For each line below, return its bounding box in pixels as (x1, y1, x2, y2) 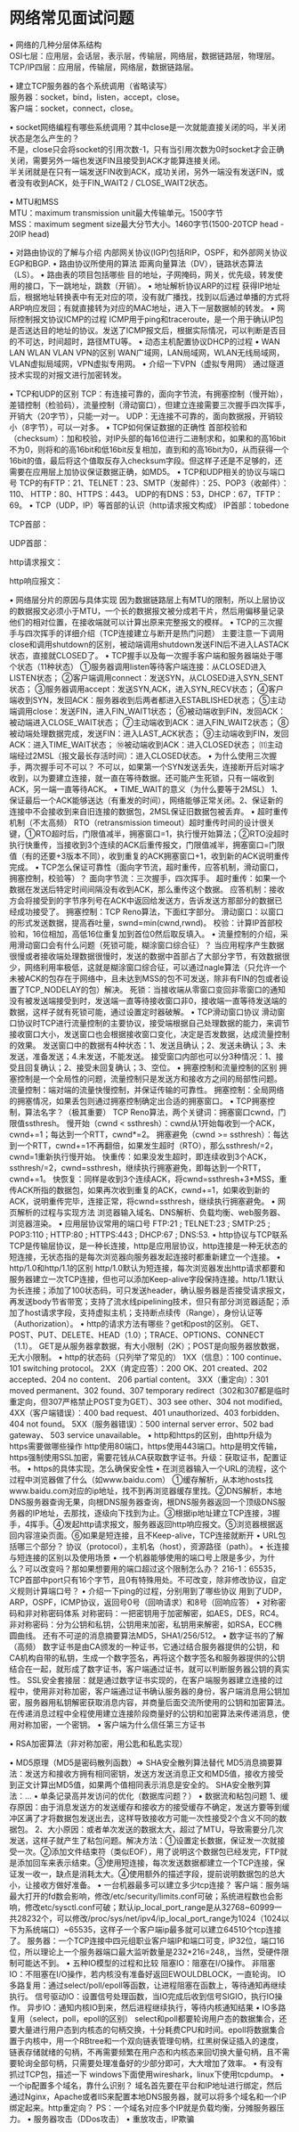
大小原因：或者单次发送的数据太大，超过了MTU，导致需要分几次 (47, 1824, 284, 1834)
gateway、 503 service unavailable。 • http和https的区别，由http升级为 (9, 1429, 272, 1440)
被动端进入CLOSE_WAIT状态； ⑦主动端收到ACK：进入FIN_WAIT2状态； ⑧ (9, 716, 289, 727)
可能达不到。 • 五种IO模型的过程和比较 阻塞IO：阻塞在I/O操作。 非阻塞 (16, 1957, 276, 1968)
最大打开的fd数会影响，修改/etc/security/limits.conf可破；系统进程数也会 (9, 1891, 276, 1901)
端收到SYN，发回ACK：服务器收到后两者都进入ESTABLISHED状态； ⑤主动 (9, 694, 287, 705)
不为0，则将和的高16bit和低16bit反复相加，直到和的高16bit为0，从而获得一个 (9, 444, 289, 454)
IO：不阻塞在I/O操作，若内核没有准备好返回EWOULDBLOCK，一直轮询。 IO (9, 1968, 287, 1979)
